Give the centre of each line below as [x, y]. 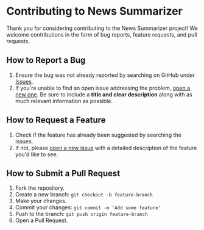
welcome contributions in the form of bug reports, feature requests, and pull [102, 34]
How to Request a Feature [56, 120]
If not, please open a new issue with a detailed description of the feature [106, 148]
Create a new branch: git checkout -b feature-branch [84, 195]
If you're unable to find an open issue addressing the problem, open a [103, 88]
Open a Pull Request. [41, 220]
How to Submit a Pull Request [63, 173]
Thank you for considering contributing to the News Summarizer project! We [102, 28]
